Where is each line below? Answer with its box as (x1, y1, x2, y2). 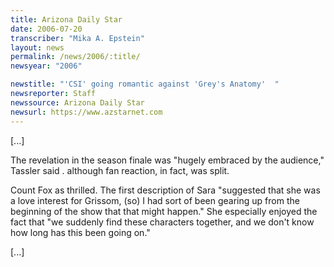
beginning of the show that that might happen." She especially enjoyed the (10, 205, 318, 217)
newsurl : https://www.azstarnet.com (10, 107, 163, 117)
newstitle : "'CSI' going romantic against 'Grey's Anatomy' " (10, 79, 280, 90)
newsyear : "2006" (10, 61, 83, 71)
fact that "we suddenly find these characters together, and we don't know (10, 216, 315, 228)
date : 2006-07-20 (10, 24, 83, 34)
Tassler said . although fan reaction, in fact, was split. (10, 164, 230, 176)
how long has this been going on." (10, 226, 151, 238)
